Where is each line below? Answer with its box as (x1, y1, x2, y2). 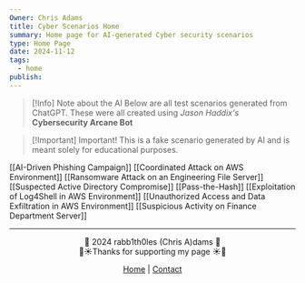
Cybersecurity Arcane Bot (31, 116, 133, 127)
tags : (9, 56, 30, 65)
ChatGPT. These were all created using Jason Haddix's (31, 106, 240, 118)
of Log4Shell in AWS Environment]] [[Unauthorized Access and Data (9, 190, 266, 201)
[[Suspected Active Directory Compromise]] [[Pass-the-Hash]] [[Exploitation (9, 181, 296, 192)
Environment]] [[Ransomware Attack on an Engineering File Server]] (9, 171, 264, 182)
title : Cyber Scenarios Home (9, 22, 120, 31)
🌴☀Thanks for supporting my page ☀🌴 (78, 246, 227, 257)
